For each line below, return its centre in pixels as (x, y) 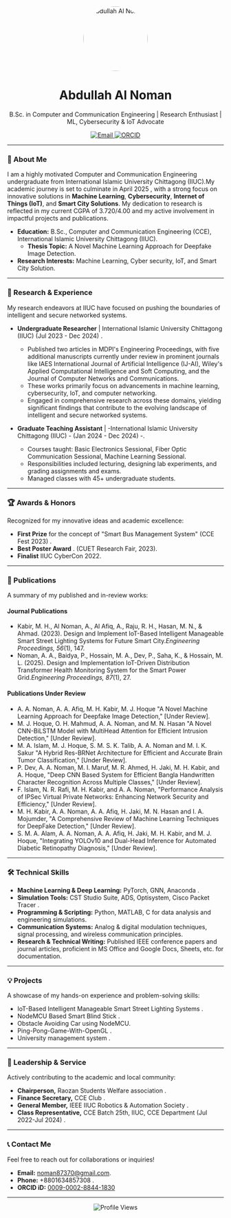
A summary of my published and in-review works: (78, 596)
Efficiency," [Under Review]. (57, 804)
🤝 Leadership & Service (47, 1062)
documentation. (39, 956)
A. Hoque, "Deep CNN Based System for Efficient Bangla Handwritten (116, 775)
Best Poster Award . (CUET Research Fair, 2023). (87, 548)
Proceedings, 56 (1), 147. (51, 648)
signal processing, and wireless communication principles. (100, 934)
